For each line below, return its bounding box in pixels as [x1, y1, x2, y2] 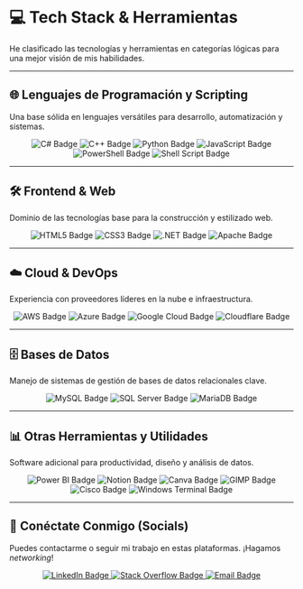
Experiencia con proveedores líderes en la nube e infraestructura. [9, 294, 253, 305]
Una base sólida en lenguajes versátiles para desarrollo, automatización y [9, 111, 283, 122]
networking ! [9, 552, 54, 563]
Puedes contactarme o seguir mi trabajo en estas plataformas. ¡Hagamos [9, 542, 281, 553]
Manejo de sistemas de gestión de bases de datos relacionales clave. [9, 375, 268, 386]
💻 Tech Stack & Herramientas [9, 7, 238, 28]
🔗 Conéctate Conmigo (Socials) [9, 519, 189, 534]
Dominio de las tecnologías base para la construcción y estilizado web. [9, 212, 273, 223]
